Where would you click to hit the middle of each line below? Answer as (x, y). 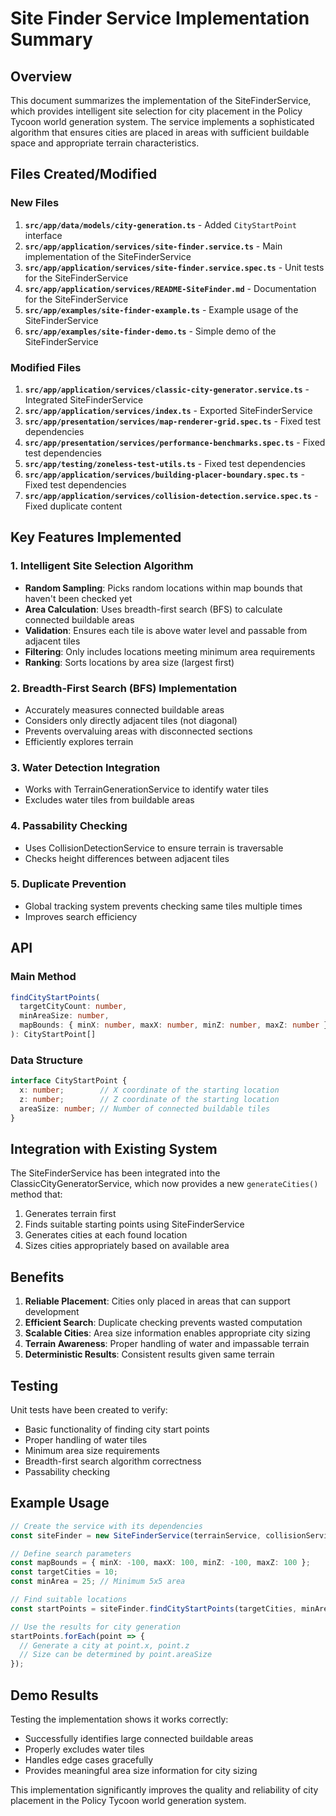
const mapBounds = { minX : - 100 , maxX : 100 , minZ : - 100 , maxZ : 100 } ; (160, 1563)
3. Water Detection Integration (85, 767)
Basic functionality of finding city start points (117, 1429)
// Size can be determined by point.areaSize (116, 1655)
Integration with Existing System (114, 1148)
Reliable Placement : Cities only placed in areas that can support (157, 1301)
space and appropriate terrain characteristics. (105, 143)
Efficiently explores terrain (79, 741)
